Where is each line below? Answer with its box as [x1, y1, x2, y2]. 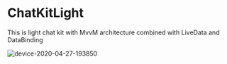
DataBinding [7, 35, 44, 44]
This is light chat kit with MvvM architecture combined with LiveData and [7, 28, 220, 37]
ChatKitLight [7, 5, 84, 21]
